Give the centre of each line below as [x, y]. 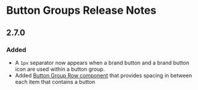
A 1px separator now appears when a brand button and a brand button [102, 62]
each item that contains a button [55, 82]
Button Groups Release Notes [81, 10]
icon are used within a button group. [60, 69]
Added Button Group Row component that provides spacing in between [104, 75]
